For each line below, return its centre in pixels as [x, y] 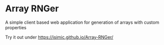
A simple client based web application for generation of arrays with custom [82, 22]
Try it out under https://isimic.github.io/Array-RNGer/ [59, 37]
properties [16, 27]
